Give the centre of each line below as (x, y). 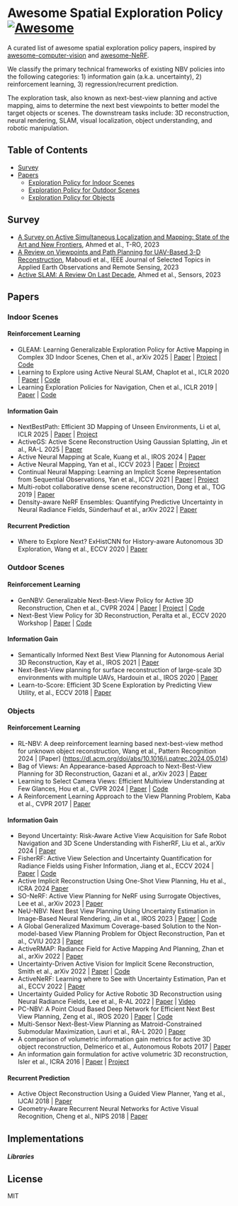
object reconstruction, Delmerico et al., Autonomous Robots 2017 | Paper (124, 1046)
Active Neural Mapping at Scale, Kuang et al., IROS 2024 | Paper (112, 457)
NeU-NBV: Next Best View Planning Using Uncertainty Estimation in (116, 911)
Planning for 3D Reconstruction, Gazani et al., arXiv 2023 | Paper (112, 774)
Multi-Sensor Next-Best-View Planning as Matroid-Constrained (109, 1024)
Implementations (46, 1138)
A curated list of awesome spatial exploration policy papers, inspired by (112, 48)
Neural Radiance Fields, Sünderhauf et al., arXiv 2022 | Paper (107, 510)
